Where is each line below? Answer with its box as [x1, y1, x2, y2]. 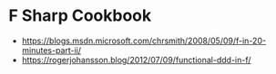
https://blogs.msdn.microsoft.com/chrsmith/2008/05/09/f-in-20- [21, 35, 266, 46]
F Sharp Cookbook [8, 5, 152, 26]
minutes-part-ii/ [21, 44, 82, 55]
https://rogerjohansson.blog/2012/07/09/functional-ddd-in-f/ [21, 54, 251, 65]
